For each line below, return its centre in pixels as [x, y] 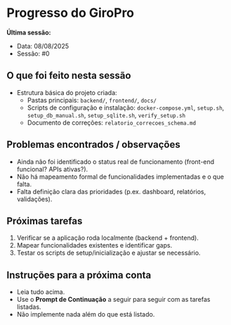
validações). [34, 199]
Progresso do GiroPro [71, 13]
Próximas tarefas [45, 221]
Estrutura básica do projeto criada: [67, 92]
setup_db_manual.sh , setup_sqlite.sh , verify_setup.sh [106, 115]
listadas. [29, 307]
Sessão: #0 [33, 53]
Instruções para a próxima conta [79, 275]
